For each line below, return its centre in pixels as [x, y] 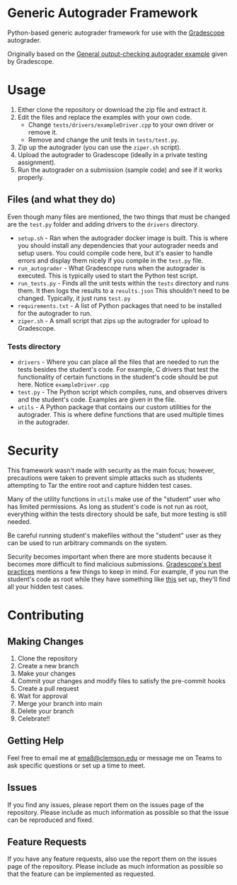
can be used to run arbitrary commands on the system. [88, 542]
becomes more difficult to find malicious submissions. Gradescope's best [114, 564]
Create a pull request [48, 688]
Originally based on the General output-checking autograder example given [117, 54]
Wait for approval [43, 696]
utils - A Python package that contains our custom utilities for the [114, 407]
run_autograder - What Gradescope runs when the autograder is [111, 268]
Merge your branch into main [60, 703]
